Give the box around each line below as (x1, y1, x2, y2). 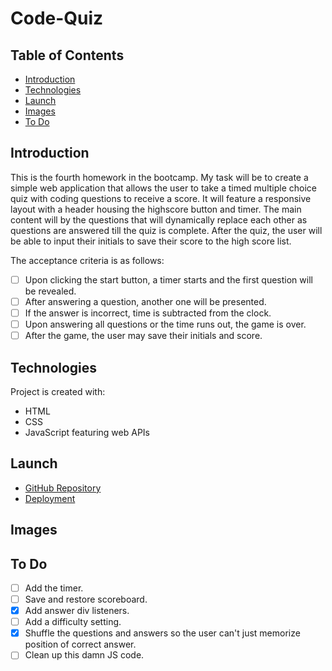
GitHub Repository (24, 482, 102, 494)
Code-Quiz (10, 7, 104, 30)
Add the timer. (24, 582, 84, 594)
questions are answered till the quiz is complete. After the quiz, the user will (10, 224, 323, 236)
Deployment (24, 492, 76, 504)
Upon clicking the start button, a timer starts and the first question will (24, 273, 313, 286)
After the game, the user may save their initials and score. (24, 330, 263, 342)
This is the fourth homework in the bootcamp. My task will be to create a (10, 171, 309, 183)
